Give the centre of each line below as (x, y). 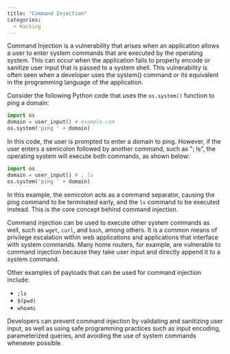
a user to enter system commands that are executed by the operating (105, 53)
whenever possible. (35, 343)
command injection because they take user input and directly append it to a (114, 252)
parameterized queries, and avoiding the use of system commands (102, 335)
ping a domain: (28, 103)
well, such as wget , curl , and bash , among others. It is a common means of (112, 230)
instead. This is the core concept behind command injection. (93, 209)
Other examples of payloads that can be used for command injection (104, 272)
